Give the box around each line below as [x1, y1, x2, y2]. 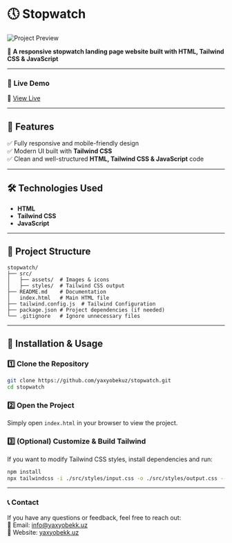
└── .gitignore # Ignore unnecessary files [7, 312, 140, 319]
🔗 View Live [7, 94, 41, 103]
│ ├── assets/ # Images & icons [7, 276, 110, 283]
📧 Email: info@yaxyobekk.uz [7, 521, 88, 529]
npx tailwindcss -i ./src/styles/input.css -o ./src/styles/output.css [7, 474, 217, 482]
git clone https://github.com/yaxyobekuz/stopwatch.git [7, 377, 171, 384]
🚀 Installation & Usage [7, 338, 104, 350]
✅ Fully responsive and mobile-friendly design [7, 139, 139, 148]
